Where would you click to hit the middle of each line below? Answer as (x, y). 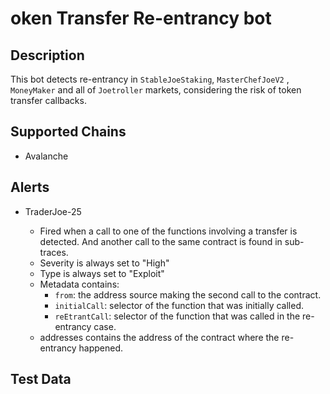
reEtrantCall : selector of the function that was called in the (177, 316)
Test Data (41, 379)
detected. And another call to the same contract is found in (161, 241)
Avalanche (46, 156)
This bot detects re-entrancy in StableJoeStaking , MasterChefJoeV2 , (150, 79)
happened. (101, 348)
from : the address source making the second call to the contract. (188, 294)
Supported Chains (68, 132)
